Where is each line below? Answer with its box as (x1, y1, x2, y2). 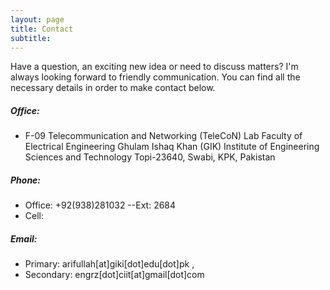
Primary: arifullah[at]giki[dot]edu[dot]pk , (24, 258, 195, 270)
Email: (10, 232, 38, 245)
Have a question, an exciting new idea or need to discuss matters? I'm (10, 61, 299, 73)
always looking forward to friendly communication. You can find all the (10, 71, 301, 83)
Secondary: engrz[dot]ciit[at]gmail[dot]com (24, 269, 205, 281)
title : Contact (10, 24, 74, 34)
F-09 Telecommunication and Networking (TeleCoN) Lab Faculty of (24, 130, 303, 142)
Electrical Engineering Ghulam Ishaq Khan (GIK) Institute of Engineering (24, 141, 320, 153)
